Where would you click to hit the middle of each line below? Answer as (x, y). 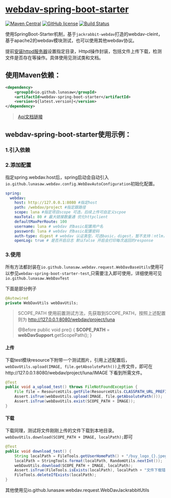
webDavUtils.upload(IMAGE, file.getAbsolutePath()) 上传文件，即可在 (79, 366)
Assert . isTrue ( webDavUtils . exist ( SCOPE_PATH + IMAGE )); (75, 402)
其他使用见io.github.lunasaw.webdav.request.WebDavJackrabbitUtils (77, 490)
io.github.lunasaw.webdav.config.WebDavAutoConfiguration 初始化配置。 (81, 183)
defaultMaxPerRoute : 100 (41, 221)
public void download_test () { (38, 451)
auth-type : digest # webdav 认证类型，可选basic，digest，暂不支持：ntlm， (91, 236)
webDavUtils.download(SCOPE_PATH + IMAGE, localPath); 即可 (69, 437)
